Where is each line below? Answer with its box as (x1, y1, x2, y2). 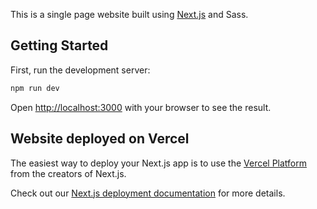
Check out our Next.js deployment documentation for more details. (10, 187, 286, 199)
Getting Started (10, 37, 109, 54)
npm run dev (10, 83, 60, 93)
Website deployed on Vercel (10, 130, 190, 148)
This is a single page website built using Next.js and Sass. (10, 9, 249, 20)
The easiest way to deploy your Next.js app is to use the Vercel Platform (10, 157, 308, 169)
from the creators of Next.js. (10, 167, 127, 179)
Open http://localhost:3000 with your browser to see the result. (10, 101, 272, 113)
